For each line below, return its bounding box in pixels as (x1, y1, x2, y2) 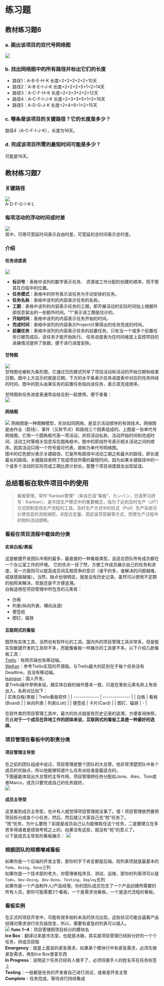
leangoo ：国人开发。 (5, 675, 47, 681)
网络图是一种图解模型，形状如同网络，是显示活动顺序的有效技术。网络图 (11, 420, 157, 426)
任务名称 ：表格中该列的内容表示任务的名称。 (12, 297, 102, 303)
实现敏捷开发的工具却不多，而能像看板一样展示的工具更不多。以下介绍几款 (5, 645, 155, 651)
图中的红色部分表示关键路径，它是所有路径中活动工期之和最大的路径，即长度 (5, 451, 159, 457)
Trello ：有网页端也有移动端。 (5, 657, 63, 663)
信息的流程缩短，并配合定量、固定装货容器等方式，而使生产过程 (25, 511, 154, 517)
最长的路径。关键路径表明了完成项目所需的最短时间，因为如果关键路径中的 (5, 457, 155, 463)
